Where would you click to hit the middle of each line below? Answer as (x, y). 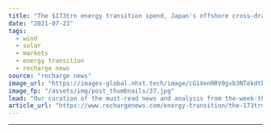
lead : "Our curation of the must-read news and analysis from (115, 98)
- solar (29, 46)
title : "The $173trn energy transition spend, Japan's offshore (119, 16)
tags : (17, 31)
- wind (27, 38)
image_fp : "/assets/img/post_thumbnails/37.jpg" (92, 91)
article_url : (30, 106)
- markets (32, 53)
